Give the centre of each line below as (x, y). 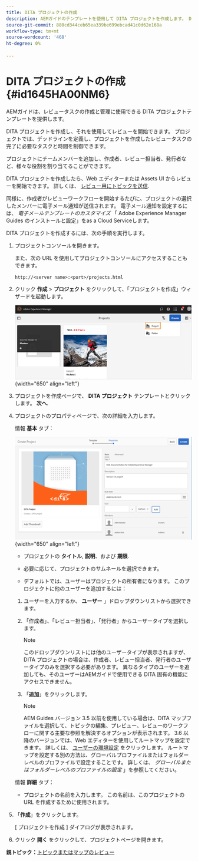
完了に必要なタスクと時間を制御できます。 (57, 146)
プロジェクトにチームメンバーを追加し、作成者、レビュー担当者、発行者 (94, 159)
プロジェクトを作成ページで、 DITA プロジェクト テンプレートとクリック (103, 396)
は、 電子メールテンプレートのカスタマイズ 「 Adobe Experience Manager (96, 213)
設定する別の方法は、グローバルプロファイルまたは (101, 755)
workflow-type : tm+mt (33, 31)
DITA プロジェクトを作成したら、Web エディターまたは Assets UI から (91, 178)
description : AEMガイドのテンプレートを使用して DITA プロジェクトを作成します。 (96, 19)
